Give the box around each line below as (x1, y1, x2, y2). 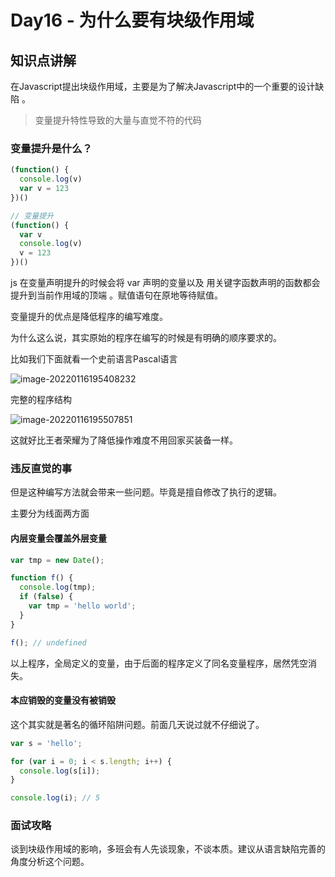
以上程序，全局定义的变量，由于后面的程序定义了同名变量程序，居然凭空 (10, 657, 308, 669)
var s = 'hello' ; (10, 738, 83, 748)
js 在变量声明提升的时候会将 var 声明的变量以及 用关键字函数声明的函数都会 (10, 277, 321, 289)
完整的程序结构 (10, 394, 72, 406)
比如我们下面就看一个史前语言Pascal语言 (10, 353, 178, 365)
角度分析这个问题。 (10, 856, 90, 868)
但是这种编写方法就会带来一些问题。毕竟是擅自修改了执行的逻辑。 (10, 486, 282, 498)
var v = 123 (19, 184, 70, 194)
